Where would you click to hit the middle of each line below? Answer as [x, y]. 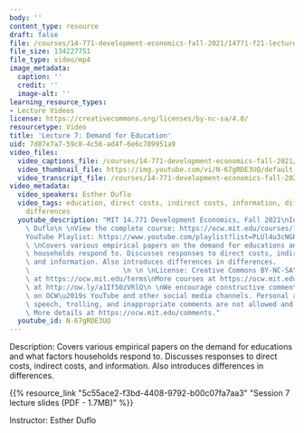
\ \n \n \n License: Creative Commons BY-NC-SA [160, 271]
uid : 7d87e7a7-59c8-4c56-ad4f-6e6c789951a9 [93, 144]
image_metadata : [40, 69]
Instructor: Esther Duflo [53, 420]
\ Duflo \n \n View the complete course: [101, 228]
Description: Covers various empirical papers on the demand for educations [151, 347]
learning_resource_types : [58, 102]
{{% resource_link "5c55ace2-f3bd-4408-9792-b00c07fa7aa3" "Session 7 [150, 393]
